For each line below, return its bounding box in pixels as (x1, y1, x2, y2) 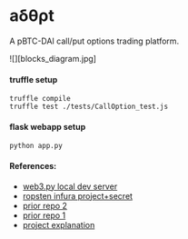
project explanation (22, 219, 95, 230)
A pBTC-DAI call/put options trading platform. (9, 35, 180, 46)
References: (9, 160, 57, 171)
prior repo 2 (22, 200, 68, 211)
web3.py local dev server (22, 181, 118, 192)
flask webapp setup (9, 121, 86, 132)
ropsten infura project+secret (22, 190, 134, 201)
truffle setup (9, 74, 58, 85)
